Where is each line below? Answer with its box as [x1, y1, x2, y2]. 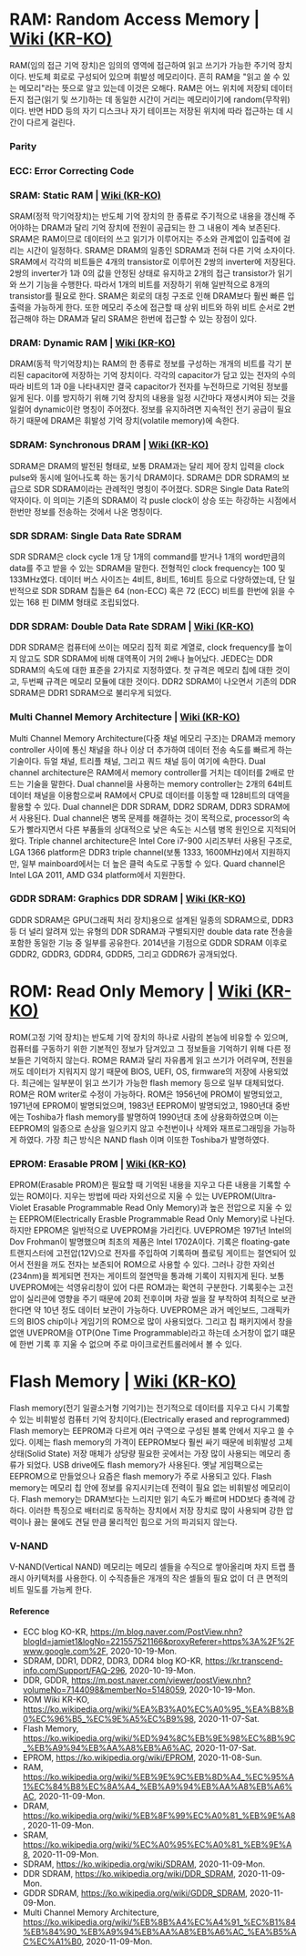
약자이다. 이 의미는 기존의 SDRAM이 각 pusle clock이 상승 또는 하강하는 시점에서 [9, 495, 297, 506]
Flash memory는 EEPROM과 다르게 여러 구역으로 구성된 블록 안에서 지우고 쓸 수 [9, 1426, 295, 1437]
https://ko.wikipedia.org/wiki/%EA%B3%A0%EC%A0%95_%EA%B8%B [22, 1704, 294, 1715]
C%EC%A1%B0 [22, 1936, 82, 1947]
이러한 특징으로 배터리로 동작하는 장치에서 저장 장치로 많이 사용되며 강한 [28, 1505, 284, 1516]
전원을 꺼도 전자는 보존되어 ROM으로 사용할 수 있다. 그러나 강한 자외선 [25, 1259, 276, 1270]
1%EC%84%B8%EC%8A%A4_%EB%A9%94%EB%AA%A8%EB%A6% [22, 1781, 293, 1792]
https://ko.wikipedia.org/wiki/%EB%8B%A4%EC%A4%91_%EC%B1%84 [22, 1916, 296, 1927]
